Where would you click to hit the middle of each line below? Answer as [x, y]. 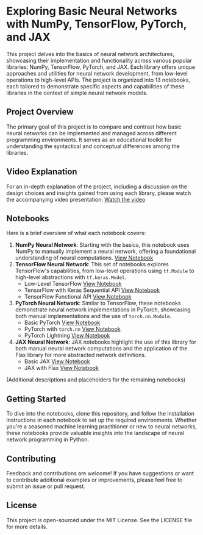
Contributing [31, 459]
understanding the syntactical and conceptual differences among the [93, 146]
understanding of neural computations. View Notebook [84, 258]
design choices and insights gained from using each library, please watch [99, 193]
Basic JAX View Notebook [57, 361]
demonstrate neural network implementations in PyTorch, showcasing [103, 310]
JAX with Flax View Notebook [62, 368]
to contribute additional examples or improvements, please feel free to [94, 480]
